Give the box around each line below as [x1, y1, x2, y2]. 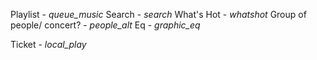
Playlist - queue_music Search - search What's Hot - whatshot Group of [10, 9, 307, 20]
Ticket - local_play [10, 39, 87, 50]
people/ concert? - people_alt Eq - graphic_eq [10, 19, 201, 31]
